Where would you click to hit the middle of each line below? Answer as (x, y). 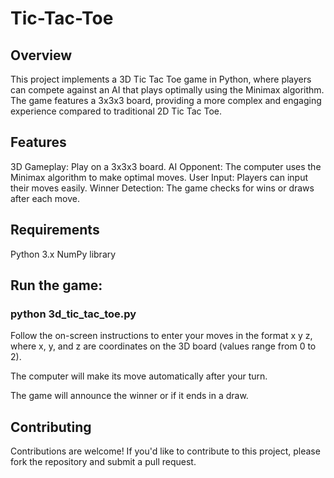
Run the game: (56, 285)
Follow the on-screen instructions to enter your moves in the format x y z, (161, 336)
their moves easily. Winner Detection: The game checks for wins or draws (162, 188)
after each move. (45, 198)
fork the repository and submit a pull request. (103, 462)
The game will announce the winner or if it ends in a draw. (129, 396)
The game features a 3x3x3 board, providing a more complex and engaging (166, 100)
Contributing (51, 427)
